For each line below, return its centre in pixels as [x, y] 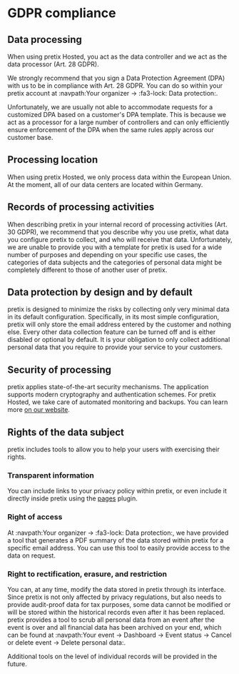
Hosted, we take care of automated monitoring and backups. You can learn [118, 402]
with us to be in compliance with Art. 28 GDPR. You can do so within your [115, 86]
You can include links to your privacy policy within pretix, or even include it [117, 491]
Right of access [35, 517]
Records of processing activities [81, 207]
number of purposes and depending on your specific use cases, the [107, 254]
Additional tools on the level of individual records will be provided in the [112, 656]
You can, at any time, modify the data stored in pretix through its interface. [117, 589]
